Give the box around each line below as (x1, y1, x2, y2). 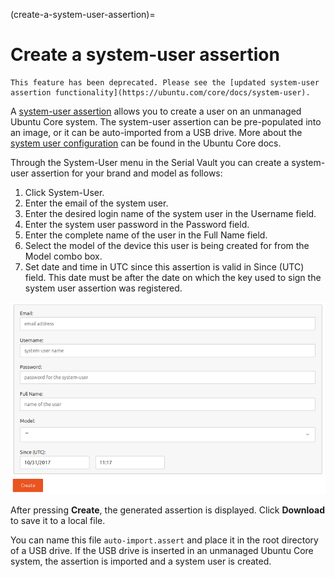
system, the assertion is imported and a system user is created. (10, 555, 272, 567)
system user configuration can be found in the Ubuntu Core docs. (10, 137, 282, 149)
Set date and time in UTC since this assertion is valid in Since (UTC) (24, 260, 305, 273)
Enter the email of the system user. (24, 197, 169, 209)
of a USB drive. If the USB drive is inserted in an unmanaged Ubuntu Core (10, 544, 314, 556)
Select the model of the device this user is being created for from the (24, 239, 310, 251)
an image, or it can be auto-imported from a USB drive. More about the (10, 126, 303, 138)
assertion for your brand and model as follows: (31, 167, 223, 179)
